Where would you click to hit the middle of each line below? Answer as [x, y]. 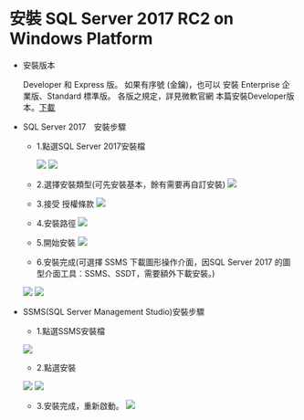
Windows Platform [81, 39]
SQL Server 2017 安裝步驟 [74, 126]
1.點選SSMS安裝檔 [70, 331]
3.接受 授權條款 [65, 204]
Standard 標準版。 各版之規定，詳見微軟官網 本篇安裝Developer [167, 96]
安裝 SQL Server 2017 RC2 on [122, 19]
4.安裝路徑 [56, 223]
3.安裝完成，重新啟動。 [80, 405]
